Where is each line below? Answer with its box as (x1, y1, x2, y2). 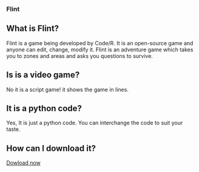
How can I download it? (6, 143, 96, 153)
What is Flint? (6, 24, 59, 34)
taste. (6, 126, 21, 133)
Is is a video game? (6, 70, 80, 80)
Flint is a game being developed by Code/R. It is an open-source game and (6, 39, 194, 46)
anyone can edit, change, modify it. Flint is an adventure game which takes (6, 46, 194, 53)
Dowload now (6, 159, 41, 167)
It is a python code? (6, 103, 82, 113)
